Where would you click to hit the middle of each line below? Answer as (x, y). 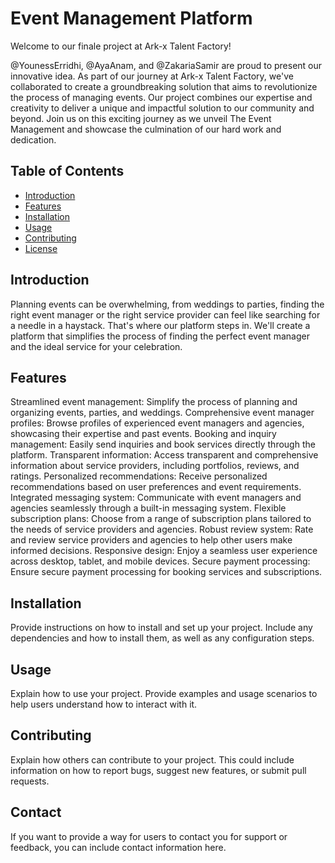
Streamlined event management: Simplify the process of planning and (154, 402)
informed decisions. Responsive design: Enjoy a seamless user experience (164, 551)
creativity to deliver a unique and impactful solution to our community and (162, 108)
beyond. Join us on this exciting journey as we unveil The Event (141, 118)
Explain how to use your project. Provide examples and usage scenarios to (164, 693)
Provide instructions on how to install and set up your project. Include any (161, 628)
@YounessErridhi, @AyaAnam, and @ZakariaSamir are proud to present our (166, 65)
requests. (30, 781)
